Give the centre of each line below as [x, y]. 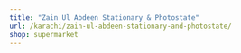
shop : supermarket [44, 34]
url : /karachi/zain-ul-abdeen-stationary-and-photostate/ [120, 26]
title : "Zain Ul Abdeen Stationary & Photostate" [105, 18]
